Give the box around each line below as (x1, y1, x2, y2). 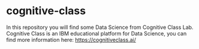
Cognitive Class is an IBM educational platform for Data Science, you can (6, 30, 187, 37)
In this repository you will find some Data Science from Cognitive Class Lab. (6, 24, 194, 31)
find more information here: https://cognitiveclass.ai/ (6, 36, 137, 43)
